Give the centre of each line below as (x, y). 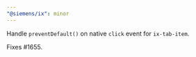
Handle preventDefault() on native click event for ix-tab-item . (98, 33)
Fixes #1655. (24, 47)
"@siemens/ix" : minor (38, 14)
